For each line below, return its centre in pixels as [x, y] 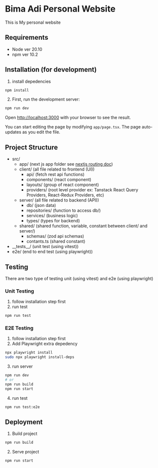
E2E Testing [19, 328]
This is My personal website [33, 22]
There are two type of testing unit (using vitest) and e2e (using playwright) [79, 278]
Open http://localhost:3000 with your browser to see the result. [68, 118]
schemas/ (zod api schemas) [55, 236]
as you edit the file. [41, 132]
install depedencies [31, 81]
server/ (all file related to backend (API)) [59, 200]
